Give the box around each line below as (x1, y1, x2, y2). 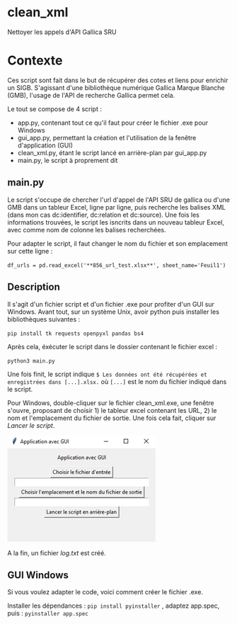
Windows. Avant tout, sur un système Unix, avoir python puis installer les (7, 307, 219, 316)
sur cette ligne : (7, 246, 53, 255)
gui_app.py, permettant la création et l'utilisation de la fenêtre (17, 133, 197, 142)
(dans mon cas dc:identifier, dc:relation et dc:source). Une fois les (7, 210, 200, 219)
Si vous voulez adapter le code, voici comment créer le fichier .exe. (7, 588, 204, 596)
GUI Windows (7, 569, 69, 581)
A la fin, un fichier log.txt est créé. (7, 548, 106, 557)
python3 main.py (7, 357, 55, 365)
